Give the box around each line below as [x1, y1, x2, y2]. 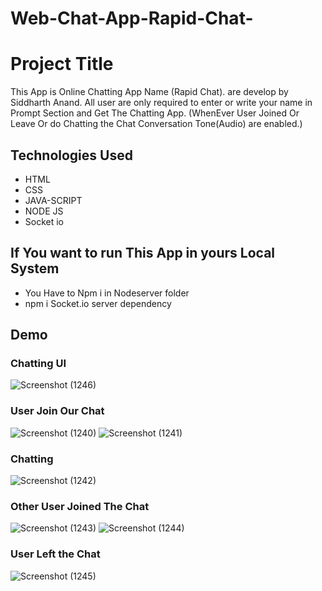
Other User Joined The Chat [10, 499, 150, 513]
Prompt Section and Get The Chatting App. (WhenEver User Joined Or [10, 107, 300, 119]
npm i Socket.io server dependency [24, 297, 172, 309]
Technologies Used [10, 147, 133, 164]
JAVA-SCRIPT [24, 194, 83, 206]
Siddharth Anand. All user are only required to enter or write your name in [10, 97, 313, 109]
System [10, 260, 60, 277]
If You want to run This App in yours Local [10, 245, 276, 262]
